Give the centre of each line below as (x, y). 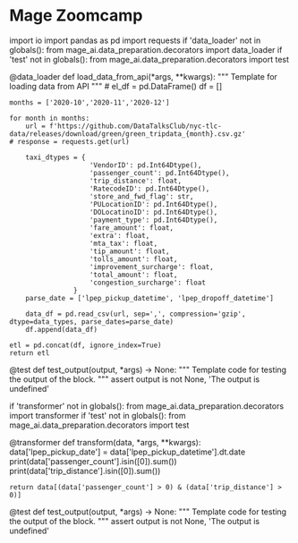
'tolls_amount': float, (133, 259)
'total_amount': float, (133, 275)
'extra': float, (119, 235)
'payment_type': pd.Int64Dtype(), (153, 220)
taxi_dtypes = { (56, 157)
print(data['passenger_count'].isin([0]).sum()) (93, 461)
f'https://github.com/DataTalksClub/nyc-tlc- (135, 126)
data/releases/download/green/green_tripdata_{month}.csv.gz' (128, 134)
